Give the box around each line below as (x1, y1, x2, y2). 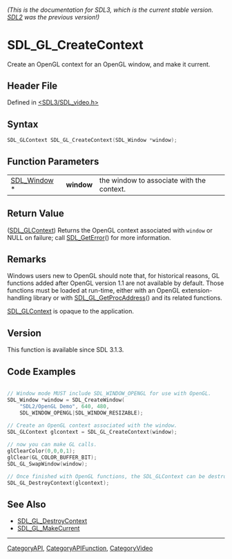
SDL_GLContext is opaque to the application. (7, 307, 135, 315)
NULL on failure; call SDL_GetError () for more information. (7, 233, 171, 241)
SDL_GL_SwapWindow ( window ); (7, 460, 88, 467)
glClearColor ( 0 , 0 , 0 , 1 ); (7, 448, 76, 455)
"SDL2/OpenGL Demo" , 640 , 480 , (19, 403, 110, 410)
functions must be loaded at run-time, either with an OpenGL (7, 286, 181, 295)
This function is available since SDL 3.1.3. (7, 346, 124, 354)
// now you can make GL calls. (7, 441, 97, 448)
